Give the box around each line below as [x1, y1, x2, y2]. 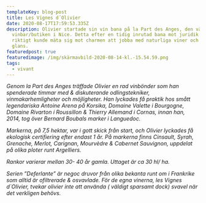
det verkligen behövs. [6, 190, 61, 197]
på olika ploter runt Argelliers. [6, 146, 82, 153]
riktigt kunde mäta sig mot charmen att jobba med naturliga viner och [12, 37, 199, 43]
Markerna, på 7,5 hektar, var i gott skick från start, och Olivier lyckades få [6, 127, 194, 135]
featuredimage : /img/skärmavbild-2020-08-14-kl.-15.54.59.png [6, 54, 169, 61]
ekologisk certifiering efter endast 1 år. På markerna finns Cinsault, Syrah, [6, 133, 194, 141]
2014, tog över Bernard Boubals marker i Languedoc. [6, 115, 141, 122]
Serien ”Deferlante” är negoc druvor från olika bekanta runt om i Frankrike [6, 170, 195, 177]
